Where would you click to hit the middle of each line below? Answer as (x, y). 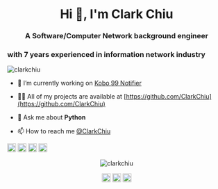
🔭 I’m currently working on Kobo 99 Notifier (79, 83)
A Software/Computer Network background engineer (117, 36)
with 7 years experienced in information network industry (107, 55)
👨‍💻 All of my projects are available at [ (72, 97)
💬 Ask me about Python (51, 117)
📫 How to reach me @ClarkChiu (64, 131)
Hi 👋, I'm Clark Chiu (117, 14)
